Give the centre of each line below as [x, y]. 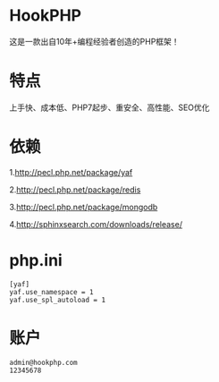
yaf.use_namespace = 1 [51, 292]
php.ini [36, 260]
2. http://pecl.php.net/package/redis [75, 190]
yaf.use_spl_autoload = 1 [57, 300]
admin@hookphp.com [43, 362]
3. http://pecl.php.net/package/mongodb [84, 207]
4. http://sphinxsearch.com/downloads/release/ [96, 224]
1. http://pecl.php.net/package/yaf [71, 172]
